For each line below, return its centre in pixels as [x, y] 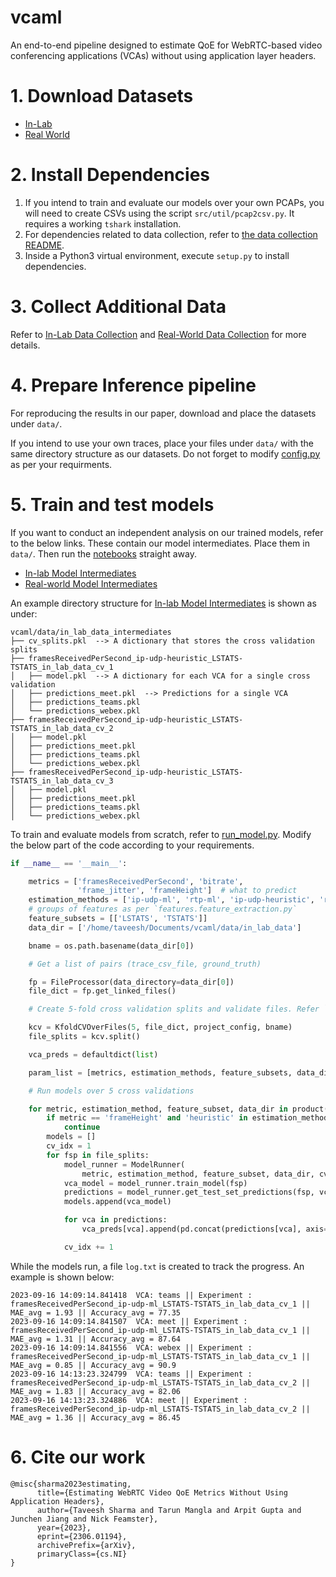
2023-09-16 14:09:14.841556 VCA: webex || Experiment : [131, 1347]
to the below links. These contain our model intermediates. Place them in [160, 543]
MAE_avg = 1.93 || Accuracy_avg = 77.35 [96, 1312]
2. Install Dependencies [110, 175]
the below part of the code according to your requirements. [132, 845]
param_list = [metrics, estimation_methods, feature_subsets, [160, 1072]
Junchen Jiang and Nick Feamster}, [84, 1519]
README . [44, 245]
